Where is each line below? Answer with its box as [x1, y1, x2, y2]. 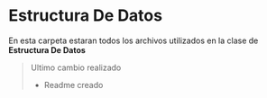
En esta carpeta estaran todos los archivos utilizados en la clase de [8, 35, 259, 46]
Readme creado [43, 79, 104, 90]
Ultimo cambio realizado [30, 62, 122, 73]
